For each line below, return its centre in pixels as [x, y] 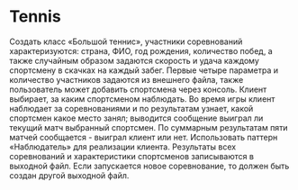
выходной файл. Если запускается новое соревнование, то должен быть [149, 166]
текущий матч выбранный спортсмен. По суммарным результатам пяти [149, 127]
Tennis [35, 17]
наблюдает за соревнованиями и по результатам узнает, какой [131, 108]
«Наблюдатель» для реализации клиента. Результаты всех [123, 147]
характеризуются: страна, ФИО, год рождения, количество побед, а [141, 50]
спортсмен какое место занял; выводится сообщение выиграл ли [136, 118]
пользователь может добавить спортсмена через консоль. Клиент [138, 89]
